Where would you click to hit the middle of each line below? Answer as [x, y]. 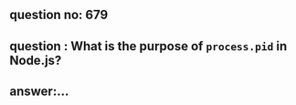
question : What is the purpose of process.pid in [148, 46]
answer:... [39, 92]
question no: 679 [59, 15]
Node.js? [36, 60]
